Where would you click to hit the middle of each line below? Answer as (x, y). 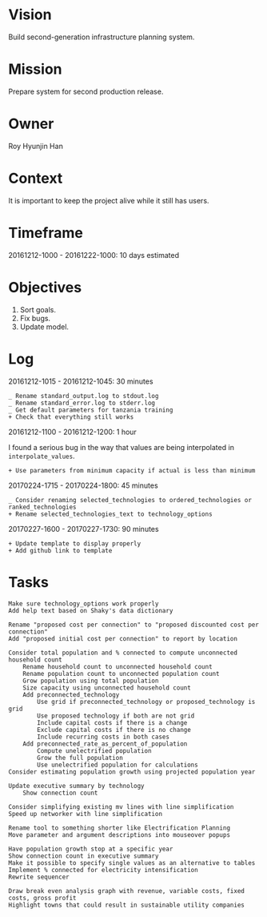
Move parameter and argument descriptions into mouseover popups (119, 835)
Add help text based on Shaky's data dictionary (91, 610)
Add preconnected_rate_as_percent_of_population (105, 744)
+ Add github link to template (60, 550)
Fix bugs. (35, 318)
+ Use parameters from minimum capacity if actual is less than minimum (132, 470)
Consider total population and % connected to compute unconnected (123, 653)
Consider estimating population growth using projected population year (132, 772)
